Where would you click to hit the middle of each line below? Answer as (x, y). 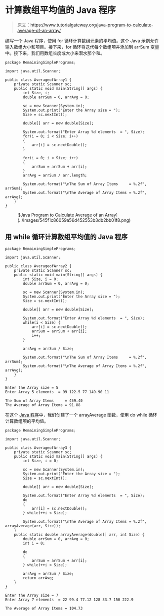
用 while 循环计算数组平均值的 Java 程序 (66, 237)
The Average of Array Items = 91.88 (43, 405)
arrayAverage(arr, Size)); (33, 526)
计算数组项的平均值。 (27, 421)
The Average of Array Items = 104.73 (44, 608)
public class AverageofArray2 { (38, 266)
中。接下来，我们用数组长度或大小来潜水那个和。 (55, 53)
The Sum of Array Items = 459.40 (44, 400)
